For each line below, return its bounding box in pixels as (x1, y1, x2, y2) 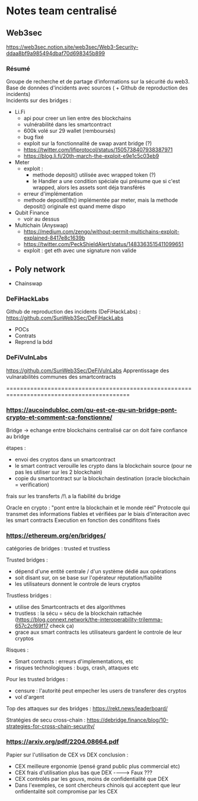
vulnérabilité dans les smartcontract (23, 121, 111, 128)
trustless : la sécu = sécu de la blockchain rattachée (14, 609, 142, 617)
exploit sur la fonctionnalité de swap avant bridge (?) (23, 140, 152, 147)
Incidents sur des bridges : (6, 97, 72, 104)
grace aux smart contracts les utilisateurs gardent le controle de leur (14, 628, 183, 636)
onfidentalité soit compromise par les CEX (14, 787, 118, 795)
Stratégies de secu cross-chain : (6, 716, 86, 724)
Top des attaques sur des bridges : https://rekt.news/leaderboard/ (6, 705, 168, 712)
